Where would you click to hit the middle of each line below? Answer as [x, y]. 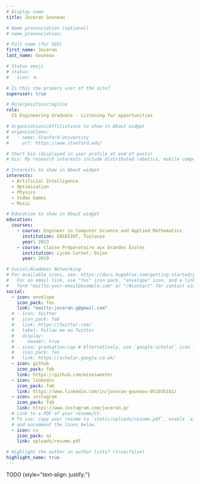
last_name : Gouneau [30, 56]
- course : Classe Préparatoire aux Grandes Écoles [81, 247]
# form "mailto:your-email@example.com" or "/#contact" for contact [96, 286]
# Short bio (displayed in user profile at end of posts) [79, 154]
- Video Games [29, 198]
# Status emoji [25, 66]
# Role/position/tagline [37, 104]
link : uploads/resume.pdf [49, 441]
